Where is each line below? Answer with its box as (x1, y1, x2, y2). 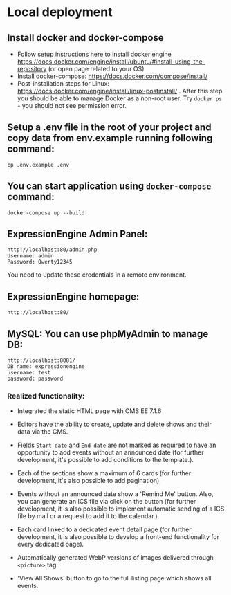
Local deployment (7, 4, 113, 20)
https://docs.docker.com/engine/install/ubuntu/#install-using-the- (17, 57, 205, 66)
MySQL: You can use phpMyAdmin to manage (7, 328, 209, 340)
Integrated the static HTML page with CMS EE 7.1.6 (17, 407, 162, 415)
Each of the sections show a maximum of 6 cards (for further (17, 469, 192, 477)
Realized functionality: (7, 391, 85, 401)
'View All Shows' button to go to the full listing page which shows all (17, 574, 212, 583)
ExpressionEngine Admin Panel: (7, 228, 148, 240)
